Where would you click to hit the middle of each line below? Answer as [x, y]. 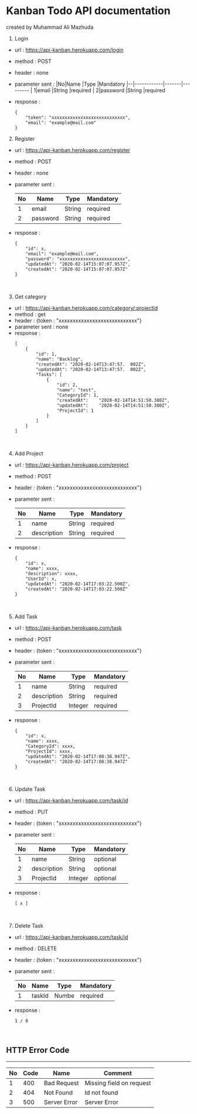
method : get [30, 314]
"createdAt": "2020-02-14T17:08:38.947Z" [77, 761]
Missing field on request [118, 1083]
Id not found [101, 1092]
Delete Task [29, 925]
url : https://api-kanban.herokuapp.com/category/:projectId [86, 308]
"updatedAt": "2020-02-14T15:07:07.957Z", [78, 264]
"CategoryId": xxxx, [50, 746]
